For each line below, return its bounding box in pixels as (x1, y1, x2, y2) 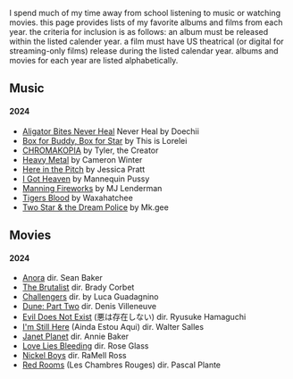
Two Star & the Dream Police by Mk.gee (21, 201, 170, 213)
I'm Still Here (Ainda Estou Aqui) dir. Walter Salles (21, 322, 204, 333)
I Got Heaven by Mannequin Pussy (21, 173, 150, 184)
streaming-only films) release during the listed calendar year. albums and (9, 46, 279, 56)
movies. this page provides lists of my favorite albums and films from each (9, 17, 283, 28)
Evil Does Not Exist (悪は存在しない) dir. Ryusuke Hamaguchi (21, 312, 247, 323)
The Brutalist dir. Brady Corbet (21, 282, 135, 293)
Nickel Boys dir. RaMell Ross (21, 350, 127, 361)
